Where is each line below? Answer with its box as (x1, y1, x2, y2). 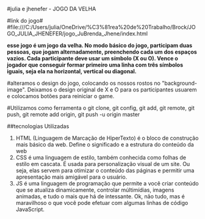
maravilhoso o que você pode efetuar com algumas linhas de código (15, 199, 189, 206)
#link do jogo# (7, 17, 43, 24)
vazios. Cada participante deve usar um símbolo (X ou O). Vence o (7, 55, 179, 62)
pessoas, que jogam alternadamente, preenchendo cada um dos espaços (7, 48, 197, 56)
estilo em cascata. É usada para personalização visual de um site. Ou (15, 160, 190, 167)
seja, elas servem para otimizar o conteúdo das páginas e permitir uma (15, 167, 195, 174)
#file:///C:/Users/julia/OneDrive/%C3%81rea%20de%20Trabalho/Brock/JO (7, 24, 196, 31)
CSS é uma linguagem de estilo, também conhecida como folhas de (15, 154, 187, 161)
